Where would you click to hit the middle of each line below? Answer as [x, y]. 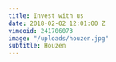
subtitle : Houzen [37, 46]
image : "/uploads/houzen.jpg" [59, 38]
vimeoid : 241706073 [41, 31]
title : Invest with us [46, 16]
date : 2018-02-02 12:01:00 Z [57, 23]
